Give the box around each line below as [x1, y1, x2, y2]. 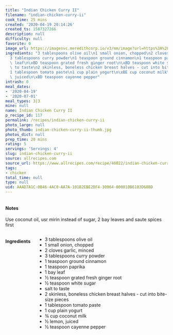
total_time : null [5, 175, 43, 180]
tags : [5, 165, 17, 170]
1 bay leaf [44, 269, 65, 275]
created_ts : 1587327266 [5, 27, 57, 32]
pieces [54, 296, 69, 303]
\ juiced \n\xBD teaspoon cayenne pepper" [10, 75, 100, 80]
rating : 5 [5, 142, 27, 147]
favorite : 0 [5, 41, 31, 46]
